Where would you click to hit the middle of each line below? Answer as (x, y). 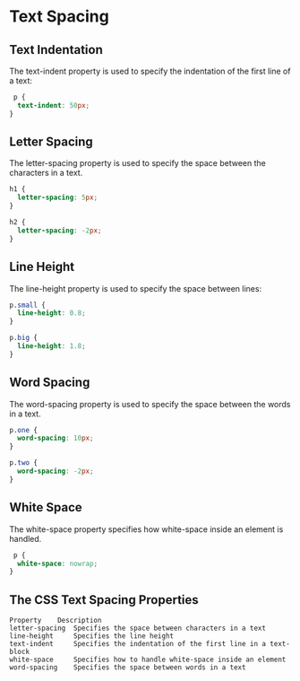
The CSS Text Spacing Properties (104, 600)
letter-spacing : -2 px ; (60, 231)
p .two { (24, 463)
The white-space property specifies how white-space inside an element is (146, 529)
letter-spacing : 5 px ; (58, 198)
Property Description (56, 621)
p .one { (24, 430)
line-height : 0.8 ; (52, 313)
